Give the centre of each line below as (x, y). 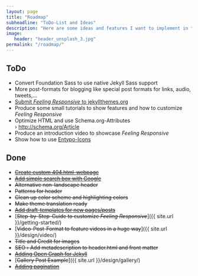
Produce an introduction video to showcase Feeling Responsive (92, 133)
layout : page (22, 12)
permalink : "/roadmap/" (35, 45)
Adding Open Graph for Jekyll (51, 254)
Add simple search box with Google (58, 178)
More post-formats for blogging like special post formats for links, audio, (103, 89)
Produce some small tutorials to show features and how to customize (98, 108)
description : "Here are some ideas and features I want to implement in (97, 28)
